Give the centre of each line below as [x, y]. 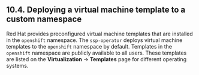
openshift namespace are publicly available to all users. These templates [97, 53]
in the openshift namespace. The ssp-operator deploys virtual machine [94, 40]
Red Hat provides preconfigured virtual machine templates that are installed [99, 34]
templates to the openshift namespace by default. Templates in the [89, 46]
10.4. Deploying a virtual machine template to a [96, 10]
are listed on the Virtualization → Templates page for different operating [97, 59]
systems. [17, 65]
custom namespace [44, 19]
